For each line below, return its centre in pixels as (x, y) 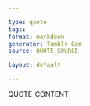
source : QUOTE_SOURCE (43, 51)
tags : (17, 29)
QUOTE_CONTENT (38, 94)
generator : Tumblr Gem (45, 44)
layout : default (34, 65)
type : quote (27, 22)
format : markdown (36, 37)
